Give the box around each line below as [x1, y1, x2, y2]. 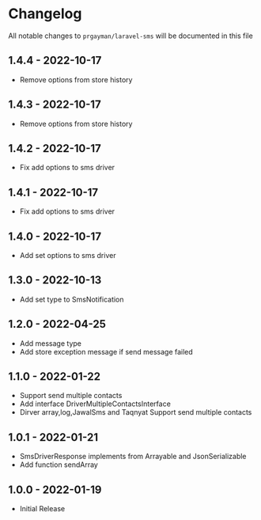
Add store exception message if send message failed [19, 347, 194, 356]
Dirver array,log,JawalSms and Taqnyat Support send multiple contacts [19, 408, 252, 417]
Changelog [8, 5, 82, 23]
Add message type [19, 338, 81, 348]
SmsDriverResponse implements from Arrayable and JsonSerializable [19, 452, 247, 461]
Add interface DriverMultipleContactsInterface [19, 399, 172, 408]
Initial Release [19, 504, 66, 514]
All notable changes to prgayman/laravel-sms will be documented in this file [8, 31, 253, 40]
